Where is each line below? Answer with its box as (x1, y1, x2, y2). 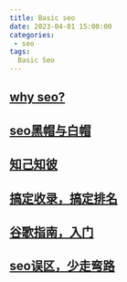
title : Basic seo (9, 13, 76, 23)
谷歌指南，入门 (9, 225, 94, 240)
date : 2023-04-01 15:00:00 (9, 22, 112, 31)
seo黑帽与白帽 (9, 122, 91, 138)
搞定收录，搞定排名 (9, 191, 118, 206)
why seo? (9, 89, 66, 105)
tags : (9, 47, 30, 57)
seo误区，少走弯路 (9, 258, 116, 274)
